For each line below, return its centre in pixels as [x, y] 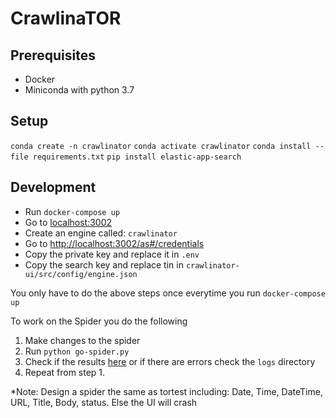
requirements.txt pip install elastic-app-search [137, 157]
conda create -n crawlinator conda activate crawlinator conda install [161, 146]
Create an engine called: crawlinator [101, 233]
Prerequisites [53, 55]
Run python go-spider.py [77, 351]
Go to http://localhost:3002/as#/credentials [114, 243]
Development [53, 187]
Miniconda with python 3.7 [79, 90]
